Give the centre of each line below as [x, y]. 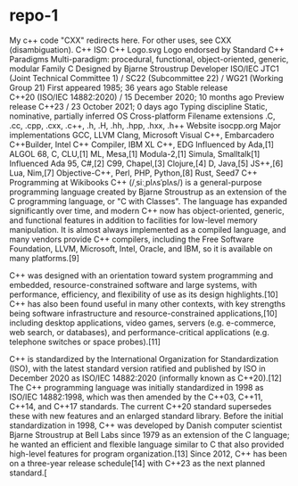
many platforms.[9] [45, 258]
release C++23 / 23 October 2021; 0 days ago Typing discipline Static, [138, 106]
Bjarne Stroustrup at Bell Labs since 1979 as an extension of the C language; [149, 434]
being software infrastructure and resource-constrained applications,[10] [144, 313]
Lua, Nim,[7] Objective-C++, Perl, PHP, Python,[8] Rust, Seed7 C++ [133, 173]
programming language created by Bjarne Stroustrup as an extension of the [148, 192]
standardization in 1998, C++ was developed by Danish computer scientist [146, 425]
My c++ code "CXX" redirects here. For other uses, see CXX [120, 40]
